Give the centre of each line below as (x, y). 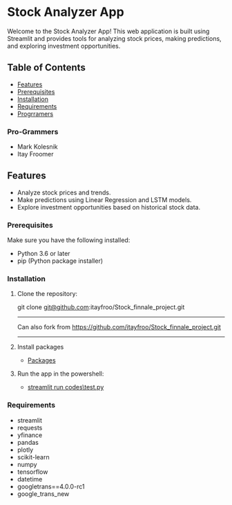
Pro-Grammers (33, 131)
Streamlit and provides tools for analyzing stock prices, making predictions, (115, 38)
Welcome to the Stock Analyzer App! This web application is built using (108, 31)
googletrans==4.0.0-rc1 (51, 486)
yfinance (30, 435)
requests (30, 428)
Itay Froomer (35, 154)
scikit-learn (33, 457)
